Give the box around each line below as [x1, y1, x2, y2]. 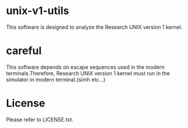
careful [6, 44, 42, 58]
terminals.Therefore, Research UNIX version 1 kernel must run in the [6, 69, 170, 77]
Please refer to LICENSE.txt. [6, 116, 74, 123]
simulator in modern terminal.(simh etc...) [6, 76, 105, 83]
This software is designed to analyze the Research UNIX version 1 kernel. [6, 23, 183, 31]
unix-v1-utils [6, 4, 69, 18]
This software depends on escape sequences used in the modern [6, 63, 165, 70]
